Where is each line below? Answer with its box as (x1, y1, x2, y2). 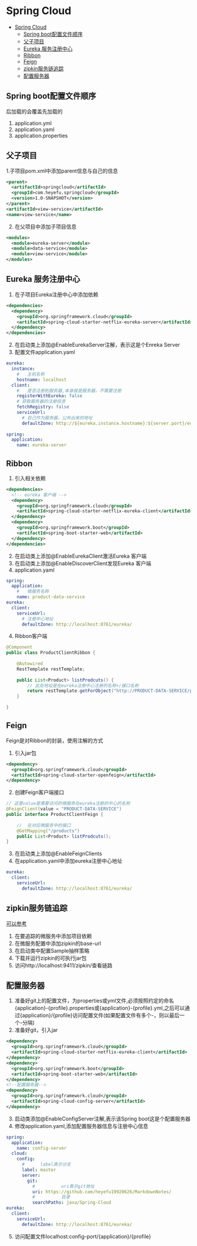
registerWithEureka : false (16, 393, 83, 399)
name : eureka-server (16, 442, 67, 448)
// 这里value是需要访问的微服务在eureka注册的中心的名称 (6, 801, 131, 806)
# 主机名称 (16, 371, 45, 377)
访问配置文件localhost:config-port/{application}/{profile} (14, 1233, 151, 1240)
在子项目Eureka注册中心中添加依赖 (14, 291, 98, 298)
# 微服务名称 (16, 589, 49, 595)
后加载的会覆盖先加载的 (6, 107, 63, 115)
